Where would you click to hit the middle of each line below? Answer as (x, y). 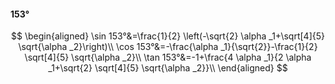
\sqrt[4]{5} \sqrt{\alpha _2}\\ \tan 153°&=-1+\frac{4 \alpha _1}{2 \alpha (168, 57)
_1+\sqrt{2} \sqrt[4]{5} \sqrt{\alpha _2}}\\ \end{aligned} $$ (168, 68)
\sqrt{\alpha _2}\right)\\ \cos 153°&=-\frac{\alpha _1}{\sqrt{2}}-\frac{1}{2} (168, 47)
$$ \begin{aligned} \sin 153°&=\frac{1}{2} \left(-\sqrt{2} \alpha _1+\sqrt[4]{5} (168, 36)
